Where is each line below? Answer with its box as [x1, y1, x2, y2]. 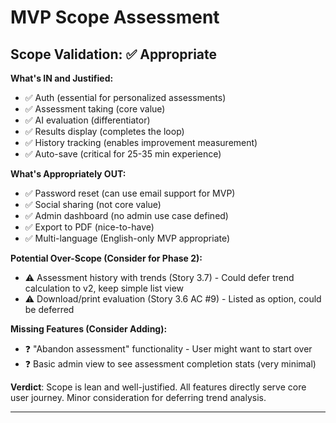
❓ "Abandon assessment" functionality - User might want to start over [24, 343, 313, 355]
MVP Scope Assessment [10, 6, 220, 29]
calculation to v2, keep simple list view [24, 282, 185, 294]
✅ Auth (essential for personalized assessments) [24, 92, 227, 103]
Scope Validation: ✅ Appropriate [10, 46, 218, 63]
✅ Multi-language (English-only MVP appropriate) [24, 232, 231, 244]
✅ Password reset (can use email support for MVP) [24, 187, 236, 199]
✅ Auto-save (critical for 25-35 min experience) [24, 148, 222, 160]
